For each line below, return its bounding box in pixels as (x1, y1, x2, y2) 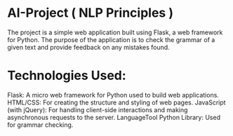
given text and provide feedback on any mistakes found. (7, 43, 170, 51)
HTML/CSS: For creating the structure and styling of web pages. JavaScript (7, 98, 226, 107)
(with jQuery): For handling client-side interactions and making (7, 105, 188, 114)
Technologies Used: (7, 68, 126, 83)
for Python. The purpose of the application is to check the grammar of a (7, 35, 215, 43)
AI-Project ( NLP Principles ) (7, 5, 174, 21)
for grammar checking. (7, 121, 74, 129)
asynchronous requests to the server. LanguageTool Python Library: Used (7, 113, 221, 121)
